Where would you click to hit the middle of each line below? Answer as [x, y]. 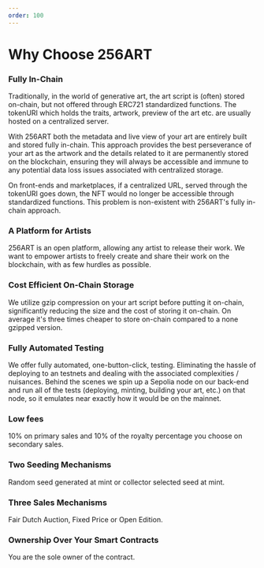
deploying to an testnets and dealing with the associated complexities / [123, 373]
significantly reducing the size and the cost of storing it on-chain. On [120, 310]
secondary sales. [36, 444]
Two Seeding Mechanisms [60, 465]
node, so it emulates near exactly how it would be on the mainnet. [115, 398]
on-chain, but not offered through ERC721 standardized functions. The [123, 105]
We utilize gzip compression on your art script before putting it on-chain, [126, 302]
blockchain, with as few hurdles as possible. [80, 265]
